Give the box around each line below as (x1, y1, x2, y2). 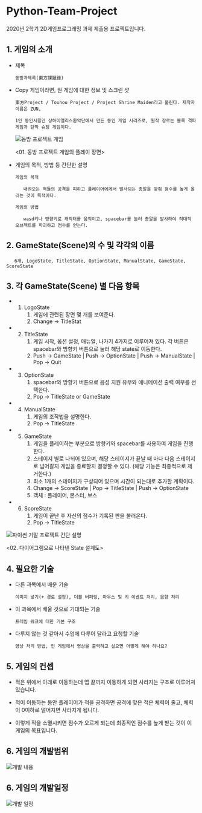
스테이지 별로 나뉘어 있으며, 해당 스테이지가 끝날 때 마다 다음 (33, 455, 175, 462)
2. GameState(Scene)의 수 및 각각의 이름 (6, 240, 155, 250)
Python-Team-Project (6, 4, 118, 18)
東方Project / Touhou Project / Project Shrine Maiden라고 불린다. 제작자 (14, 99, 195, 105)
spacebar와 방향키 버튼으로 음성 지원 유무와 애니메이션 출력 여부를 (33, 379, 190, 386)
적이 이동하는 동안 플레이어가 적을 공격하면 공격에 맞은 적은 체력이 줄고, (14, 699, 183, 706)
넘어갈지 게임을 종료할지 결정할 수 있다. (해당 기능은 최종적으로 (39, 463, 186, 470)
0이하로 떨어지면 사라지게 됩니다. (21, 707, 99, 713)
